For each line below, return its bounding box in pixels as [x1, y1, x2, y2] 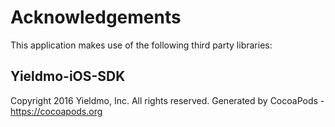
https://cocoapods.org [10, 105, 103, 117]
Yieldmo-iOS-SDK [10, 68, 126, 85]
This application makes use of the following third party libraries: [10, 39, 273, 51]
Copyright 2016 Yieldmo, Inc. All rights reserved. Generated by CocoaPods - [10, 94, 325, 106]
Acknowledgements [10, 6, 182, 29]
